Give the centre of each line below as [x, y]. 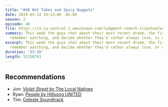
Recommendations [35, 77]
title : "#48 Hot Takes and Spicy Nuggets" [50, 10]
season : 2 [15, 19]
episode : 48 [17, 24]
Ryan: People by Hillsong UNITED [47, 94]
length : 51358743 [23, 57]
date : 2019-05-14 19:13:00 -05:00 [41, 15]
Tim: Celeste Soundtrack [38, 100]
